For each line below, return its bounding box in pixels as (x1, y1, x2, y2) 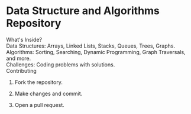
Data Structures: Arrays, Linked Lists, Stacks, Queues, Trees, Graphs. (6, 42, 176, 49)
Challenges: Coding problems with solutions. (6, 61, 115, 68)
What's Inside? (6, 36, 43, 43)
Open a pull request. (14, 101, 65, 108)
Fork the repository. (14, 78, 63, 86)
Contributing (6, 67, 37, 74)
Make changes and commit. (14, 90, 83, 97)
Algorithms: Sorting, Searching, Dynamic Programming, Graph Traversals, (6, 48, 186, 55)
